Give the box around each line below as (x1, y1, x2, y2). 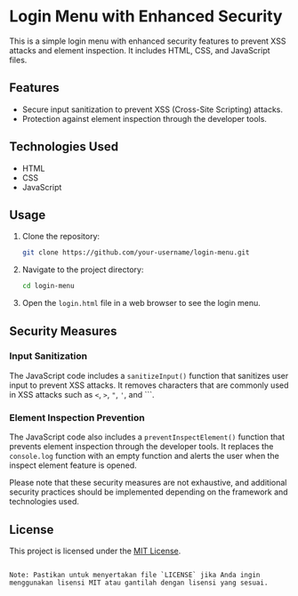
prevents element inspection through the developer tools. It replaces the (9, 441, 274, 452)
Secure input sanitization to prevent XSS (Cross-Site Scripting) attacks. (21, 104, 283, 115)
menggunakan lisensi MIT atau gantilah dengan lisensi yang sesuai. (9, 578, 269, 587)
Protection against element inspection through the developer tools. (21, 113, 267, 124)
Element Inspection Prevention (9, 411, 145, 423)
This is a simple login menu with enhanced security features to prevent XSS (9, 36, 286, 46)
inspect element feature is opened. (9, 460, 138, 471)
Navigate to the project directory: (21, 264, 144, 275)
